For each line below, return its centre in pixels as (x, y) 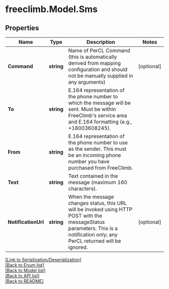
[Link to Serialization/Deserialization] (43, 260)
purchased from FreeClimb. (101, 168)
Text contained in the (93, 176)
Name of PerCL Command (99, 50)
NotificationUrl (26, 222)
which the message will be (99, 103)
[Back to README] (24, 281)
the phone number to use (98, 142)
